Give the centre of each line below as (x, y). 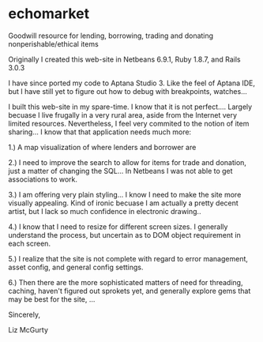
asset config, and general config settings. (76, 267)
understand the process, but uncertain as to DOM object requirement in (124, 235)
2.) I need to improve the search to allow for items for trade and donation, (128, 162)
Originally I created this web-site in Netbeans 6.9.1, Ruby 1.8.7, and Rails (124, 59)
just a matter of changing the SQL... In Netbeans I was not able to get (120, 171)
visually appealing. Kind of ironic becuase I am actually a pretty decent (123, 203)
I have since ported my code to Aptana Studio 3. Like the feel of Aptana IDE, (131, 83)
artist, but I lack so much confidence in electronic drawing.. (105, 211)
